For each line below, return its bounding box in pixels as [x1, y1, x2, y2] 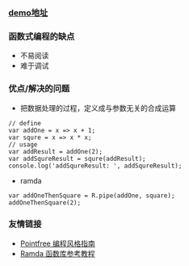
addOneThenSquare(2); [8, 198, 82, 207]
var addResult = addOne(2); [8, 147, 103, 155]
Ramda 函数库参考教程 [19, 248, 95, 258]
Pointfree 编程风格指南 [19, 239, 95, 248]
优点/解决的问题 [8, 83, 70, 95]
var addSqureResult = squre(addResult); [8, 154, 147, 163]
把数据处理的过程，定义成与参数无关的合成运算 [19, 103, 176, 112]
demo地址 [8, 6, 48, 18]
